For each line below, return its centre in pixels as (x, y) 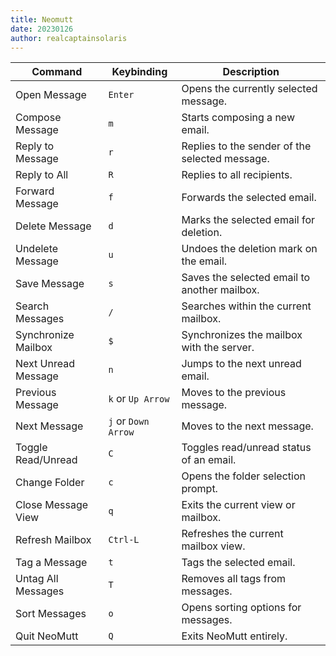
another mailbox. (220, 290)
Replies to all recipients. (237, 175)
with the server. (218, 348)
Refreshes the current (232, 534)
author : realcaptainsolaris (69, 38)
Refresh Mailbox (53, 540)
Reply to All (42, 175)
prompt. (199, 489)
